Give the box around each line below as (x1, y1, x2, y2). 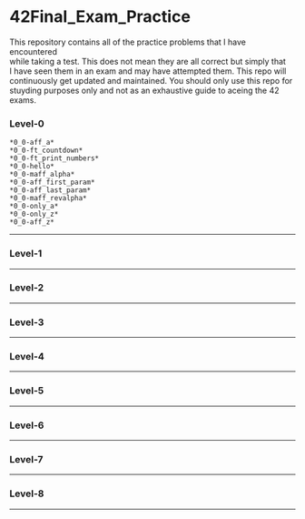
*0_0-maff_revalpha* (9, 194, 88, 203)
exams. (9, 94, 37, 106)
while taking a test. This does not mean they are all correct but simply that (9, 56, 286, 66)
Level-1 (9, 248, 43, 260)
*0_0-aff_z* (9, 218, 54, 227)
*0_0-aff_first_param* (9, 178, 95, 188)
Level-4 (9, 351, 45, 363)
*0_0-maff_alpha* (9, 170, 75, 179)
